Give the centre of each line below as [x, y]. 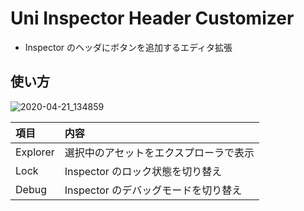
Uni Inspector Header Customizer [152, 18]
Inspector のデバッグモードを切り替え [153, 190]
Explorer [35, 152]
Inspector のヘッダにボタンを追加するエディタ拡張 [128, 47]
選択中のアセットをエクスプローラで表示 [159, 152]
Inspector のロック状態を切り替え [143, 171]
